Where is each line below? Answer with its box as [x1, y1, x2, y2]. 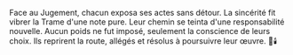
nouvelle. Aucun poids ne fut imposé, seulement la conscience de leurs [9, 26, 271, 36]
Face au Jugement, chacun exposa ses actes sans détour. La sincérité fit [9, 8, 276, 17]
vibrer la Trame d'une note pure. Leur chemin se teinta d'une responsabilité [9, 17, 285, 27]
